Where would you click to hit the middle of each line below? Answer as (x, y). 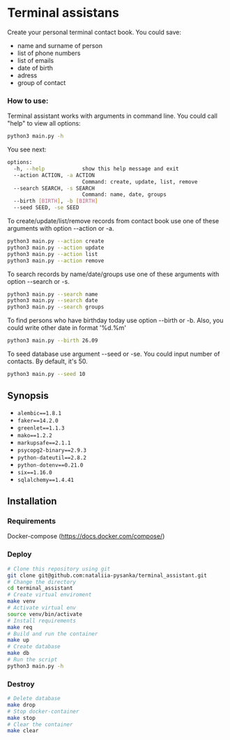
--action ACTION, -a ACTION (54, 175)
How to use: (28, 100)
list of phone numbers (49, 53)
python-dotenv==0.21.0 (50, 465)
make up (18, 640)
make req (20, 627)
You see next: (27, 150)
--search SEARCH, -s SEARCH (54, 188)
